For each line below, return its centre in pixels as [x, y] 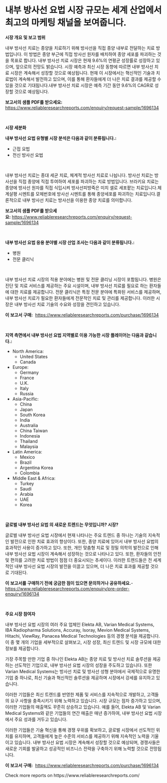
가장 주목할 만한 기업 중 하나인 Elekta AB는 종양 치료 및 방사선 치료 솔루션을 [78, 659]
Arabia [27, 494]
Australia [29, 425]
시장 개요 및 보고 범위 [25, 37]
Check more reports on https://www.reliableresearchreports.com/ [73, 775]
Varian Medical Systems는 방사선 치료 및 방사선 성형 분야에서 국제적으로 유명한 [83, 671]
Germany [29, 372]
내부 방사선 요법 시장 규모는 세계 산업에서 [83, 10]
